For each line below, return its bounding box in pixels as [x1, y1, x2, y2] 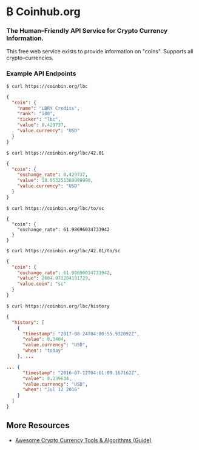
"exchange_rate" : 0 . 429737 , [17, 172, 88, 178]
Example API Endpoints [6, 69, 76, 78]
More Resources [6, 420, 70, 431]
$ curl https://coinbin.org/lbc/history [6, 303, 110, 309]
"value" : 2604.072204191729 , [17, 275, 91, 281]
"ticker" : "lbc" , [17, 116, 61, 123]
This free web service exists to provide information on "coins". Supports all [6, 48, 194, 55]
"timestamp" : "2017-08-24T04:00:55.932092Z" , [22, 331, 140, 337]
